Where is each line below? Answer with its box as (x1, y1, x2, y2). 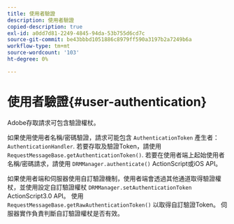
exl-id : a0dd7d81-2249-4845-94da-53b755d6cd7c (7, 29, 145, 37)
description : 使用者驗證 (7, 17, 75, 24)
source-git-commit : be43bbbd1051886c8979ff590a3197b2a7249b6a (7, 36, 192, 43)
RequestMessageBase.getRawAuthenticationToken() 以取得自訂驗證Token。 (7, 200, 220, 209)
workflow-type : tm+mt (7, 43, 71, 50)
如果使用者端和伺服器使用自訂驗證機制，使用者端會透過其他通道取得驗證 (7, 174, 215, 182)
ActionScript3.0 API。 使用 (7, 191, 84, 200)
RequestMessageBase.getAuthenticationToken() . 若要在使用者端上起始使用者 (7, 151, 225, 159)
